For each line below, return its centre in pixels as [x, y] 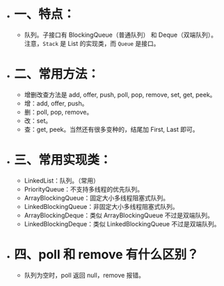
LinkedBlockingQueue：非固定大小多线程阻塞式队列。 [101, 206]
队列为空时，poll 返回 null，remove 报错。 [84, 275]
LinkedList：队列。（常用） [62, 180]
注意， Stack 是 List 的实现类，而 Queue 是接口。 [92, 43]
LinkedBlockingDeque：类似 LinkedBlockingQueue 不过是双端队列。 [122, 224]
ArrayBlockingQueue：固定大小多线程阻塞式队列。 [97, 198]
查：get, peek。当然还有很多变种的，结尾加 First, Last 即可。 [111, 129]
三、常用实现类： [63, 160]
